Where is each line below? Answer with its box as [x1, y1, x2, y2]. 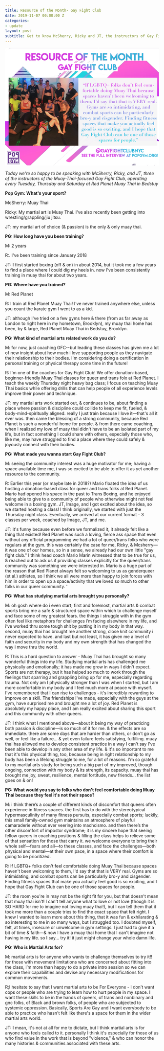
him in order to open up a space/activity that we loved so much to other [5, 578, 149, 584]
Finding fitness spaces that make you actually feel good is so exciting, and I [5, 879, 157, 884]
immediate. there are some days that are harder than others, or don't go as [5, 731, 155, 736]
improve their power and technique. [5, 390, 77, 396]
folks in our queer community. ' [5, 584, 68, 589]
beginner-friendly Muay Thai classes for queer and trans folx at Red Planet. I [5, 375, 159, 381]
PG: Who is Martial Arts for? [5, 944, 63, 950]
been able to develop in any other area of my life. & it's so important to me [5, 746, 154, 752]
